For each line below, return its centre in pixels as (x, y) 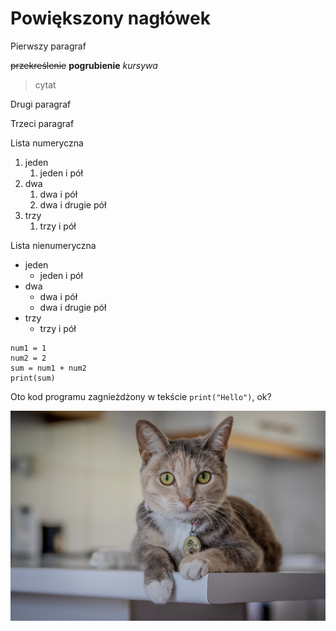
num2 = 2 (28, 358)
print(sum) (33, 378)
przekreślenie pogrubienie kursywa (84, 65)
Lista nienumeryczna (53, 245)
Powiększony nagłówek (110, 18)
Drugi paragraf (41, 104)
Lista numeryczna (47, 143)
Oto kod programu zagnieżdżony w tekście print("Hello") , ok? (141, 396)
